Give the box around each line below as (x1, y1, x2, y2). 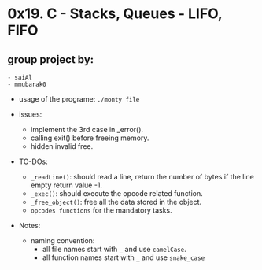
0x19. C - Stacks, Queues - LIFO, (7, 5, 223, 23)
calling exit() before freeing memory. (30, 133, 149, 142)
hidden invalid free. (30, 142, 94, 150)
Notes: (18, 221, 41, 230)
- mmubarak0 (7, 80, 46, 88)
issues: (18, 109, 42, 119)
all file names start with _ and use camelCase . (42, 245, 186, 253)
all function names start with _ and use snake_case (42, 253, 205, 262)
